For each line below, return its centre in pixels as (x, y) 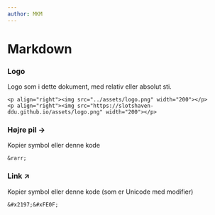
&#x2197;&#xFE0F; (33, 204)
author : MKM (25, 14)
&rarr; (17, 158)
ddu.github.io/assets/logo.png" (55, 112)
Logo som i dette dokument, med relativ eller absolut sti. (89, 87)
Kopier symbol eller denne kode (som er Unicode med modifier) (100, 192)
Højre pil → (27, 130)
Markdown (40, 49)
